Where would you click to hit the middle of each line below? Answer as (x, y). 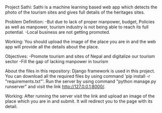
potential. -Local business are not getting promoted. (58, 32)
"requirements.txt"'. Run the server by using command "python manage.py (81, 81)
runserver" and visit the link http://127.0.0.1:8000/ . (55, 87)
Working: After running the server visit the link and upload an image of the (80, 96)
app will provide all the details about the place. (52, 47)
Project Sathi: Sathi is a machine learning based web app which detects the (81, 7)
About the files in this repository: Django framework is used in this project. (80, 71)
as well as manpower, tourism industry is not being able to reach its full (77, 27)
